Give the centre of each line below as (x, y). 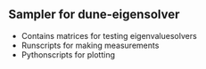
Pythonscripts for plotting (68, 54)
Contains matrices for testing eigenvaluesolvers (109, 35)
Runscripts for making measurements (90, 45)
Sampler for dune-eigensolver (94, 15)
